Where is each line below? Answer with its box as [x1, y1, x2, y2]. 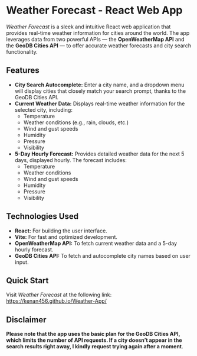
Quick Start [6, 276, 49, 286]
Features [6, 66, 40, 76]
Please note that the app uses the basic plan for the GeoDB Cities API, [6, 331, 180, 338]
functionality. [6, 48, 38, 55]
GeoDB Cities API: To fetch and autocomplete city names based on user [14, 252, 191, 259]
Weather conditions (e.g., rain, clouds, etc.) [23, 119, 129, 126]
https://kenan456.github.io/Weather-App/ [6, 297, 107, 305]
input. [14, 258, 29, 266]
